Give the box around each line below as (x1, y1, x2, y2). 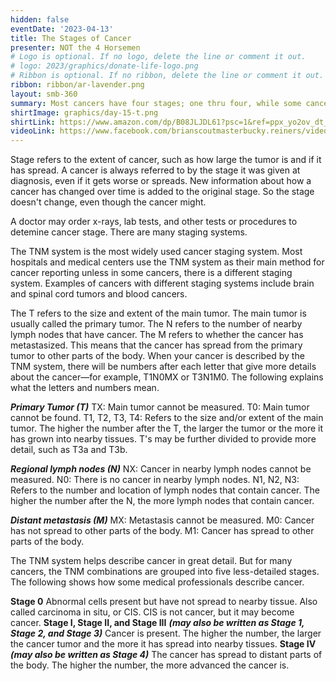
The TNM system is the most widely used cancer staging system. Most (10, 246, 303, 258)
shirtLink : (10, 117, 56, 127)
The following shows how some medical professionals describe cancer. (10, 576, 305, 588)
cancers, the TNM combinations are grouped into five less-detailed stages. (10, 566, 320, 578)
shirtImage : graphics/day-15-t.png (10, 107, 159, 118)
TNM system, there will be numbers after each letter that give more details (10, 361, 317, 373)
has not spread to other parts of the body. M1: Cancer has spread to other (10, 525, 315, 537)
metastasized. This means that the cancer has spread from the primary (10, 339, 303, 351)
